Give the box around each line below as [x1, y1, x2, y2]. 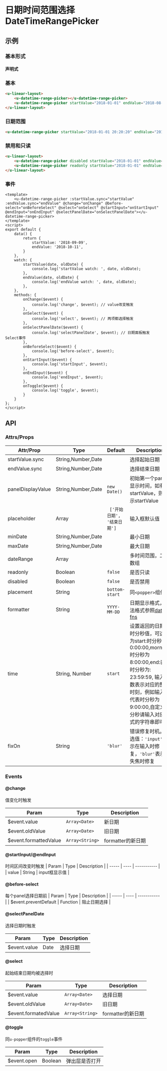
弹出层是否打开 [66, 1058, 101, 1065]
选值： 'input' [130, 735, 163, 742]
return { [23, 236, 41, 241]
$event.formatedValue [7, 1010, 60, 1017]
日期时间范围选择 [5, 4, 76, 16]
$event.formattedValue [7, 837, 61, 844]
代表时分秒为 [130, 696, 160, 703]
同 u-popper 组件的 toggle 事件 [5, 1036, 63, 1042]
